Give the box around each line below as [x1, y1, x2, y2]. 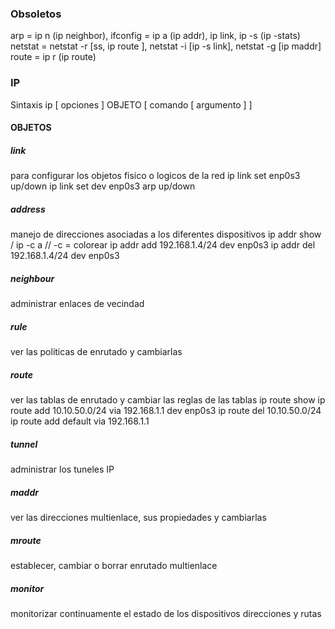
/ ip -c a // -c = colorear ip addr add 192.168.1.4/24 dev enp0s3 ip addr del [10, 239, 316, 251]
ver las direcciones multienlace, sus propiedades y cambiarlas [10, 511, 267, 523]
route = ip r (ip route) [10, 51, 97, 63]
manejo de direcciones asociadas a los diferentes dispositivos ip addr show [10, 228, 322, 241]
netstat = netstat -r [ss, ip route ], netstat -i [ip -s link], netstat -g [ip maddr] [10, 40, 322, 52]
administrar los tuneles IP [10, 463, 115, 475]
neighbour [10, 272, 55, 284]
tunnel [10, 438, 38, 450]
